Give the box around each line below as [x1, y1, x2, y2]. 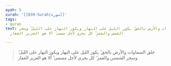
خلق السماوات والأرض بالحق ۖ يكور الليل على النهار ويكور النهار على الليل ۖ [17, 49, 155, 55]
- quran [5, 21, 22, 27]
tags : [5, 17, 17, 22]
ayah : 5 [5, 7, 22, 13]
